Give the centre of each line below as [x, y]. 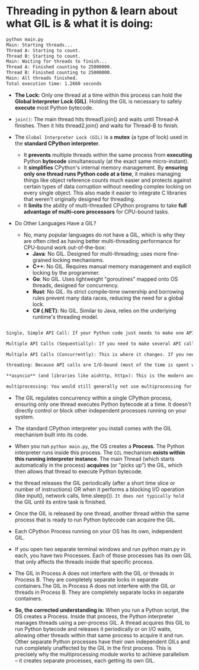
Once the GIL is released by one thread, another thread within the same [102, 514]
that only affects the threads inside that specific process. [84, 562]
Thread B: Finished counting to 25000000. [59, 73]
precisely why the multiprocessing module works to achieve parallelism [102, 655]
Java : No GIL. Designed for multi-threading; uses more [99, 253]
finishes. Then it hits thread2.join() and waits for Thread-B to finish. [97, 125]
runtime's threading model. [65, 317]
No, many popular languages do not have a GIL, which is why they [104, 235]
